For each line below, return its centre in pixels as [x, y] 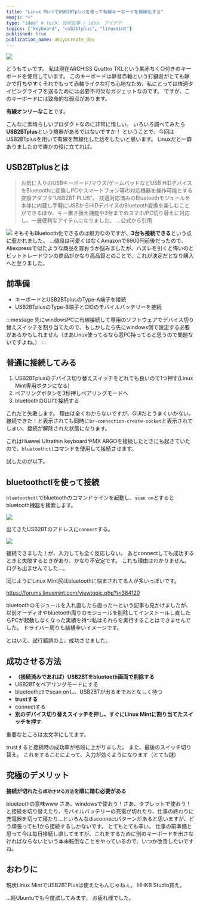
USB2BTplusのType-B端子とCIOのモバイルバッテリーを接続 [88, 307]
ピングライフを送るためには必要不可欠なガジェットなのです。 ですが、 [98, 91]
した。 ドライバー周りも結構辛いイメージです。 [64, 628]
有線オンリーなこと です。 [37, 111]
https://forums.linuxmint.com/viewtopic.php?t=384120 [73, 593]
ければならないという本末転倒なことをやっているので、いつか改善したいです [100, 841]
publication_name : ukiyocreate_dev [50, 40]
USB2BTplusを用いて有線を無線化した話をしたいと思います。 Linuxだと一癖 [99, 139]
